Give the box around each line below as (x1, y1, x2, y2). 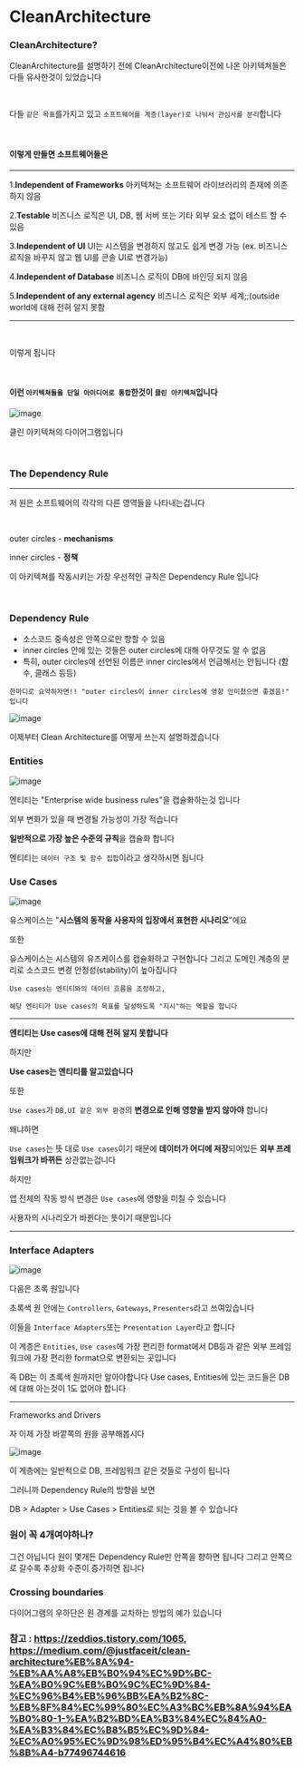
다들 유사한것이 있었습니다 (9, 72, 102, 83)
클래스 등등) (34, 668, 77, 678)
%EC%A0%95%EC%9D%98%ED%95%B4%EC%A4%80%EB (9, 1734, 293, 1747)
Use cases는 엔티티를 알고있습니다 (9, 1066, 134, 1077)
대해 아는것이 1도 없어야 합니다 (18, 1383, 127, 1394)
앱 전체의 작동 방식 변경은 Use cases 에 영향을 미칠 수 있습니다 (9, 1193, 227, 1204)
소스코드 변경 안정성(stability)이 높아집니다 (25, 964, 178, 976)
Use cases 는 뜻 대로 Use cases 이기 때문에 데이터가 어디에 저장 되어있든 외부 (9, 1143, 275, 1154)
